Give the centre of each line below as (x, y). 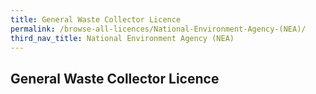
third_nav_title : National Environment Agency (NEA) (122, 38)
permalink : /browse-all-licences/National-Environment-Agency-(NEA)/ (158, 29)
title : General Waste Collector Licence (96, 19)
